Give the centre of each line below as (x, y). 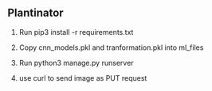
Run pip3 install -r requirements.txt (76, 32)
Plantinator (36, 13)
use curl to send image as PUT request (83, 78)
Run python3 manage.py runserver (76, 63)
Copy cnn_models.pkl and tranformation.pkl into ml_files (111, 47)
